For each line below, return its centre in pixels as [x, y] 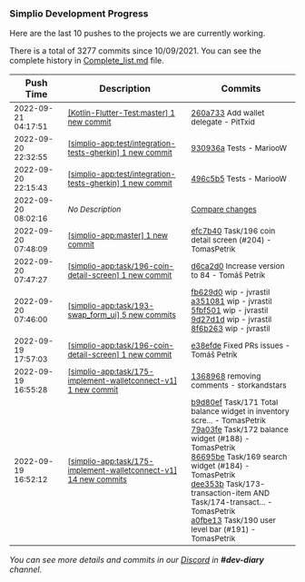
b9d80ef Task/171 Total [235, 403]
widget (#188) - [221, 439]
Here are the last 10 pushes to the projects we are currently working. [138, 34]
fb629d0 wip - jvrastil [231, 292]
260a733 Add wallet [228, 113]
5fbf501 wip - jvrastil [230, 311]
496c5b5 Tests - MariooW [239, 179]
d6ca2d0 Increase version [238, 266]
